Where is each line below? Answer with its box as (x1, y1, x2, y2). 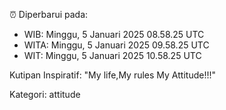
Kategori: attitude (9, 89, 81, 100)
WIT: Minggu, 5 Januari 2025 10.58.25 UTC (23, 50, 202, 61)
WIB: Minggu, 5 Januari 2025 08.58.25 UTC (23, 29, 205, 40)
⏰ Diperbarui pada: (9, 9, 89, 20)
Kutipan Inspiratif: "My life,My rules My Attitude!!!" (9, 69, 216, 81)
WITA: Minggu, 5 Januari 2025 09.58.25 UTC (23, 39, 210, 51)
